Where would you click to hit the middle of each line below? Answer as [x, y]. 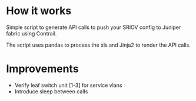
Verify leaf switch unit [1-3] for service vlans [68, 85]
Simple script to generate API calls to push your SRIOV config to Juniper [94, 27]
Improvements [42, 69]
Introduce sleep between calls [51, 91]
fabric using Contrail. [31, 33]
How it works [39, 11]
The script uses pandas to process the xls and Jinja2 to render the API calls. [99, 45]
